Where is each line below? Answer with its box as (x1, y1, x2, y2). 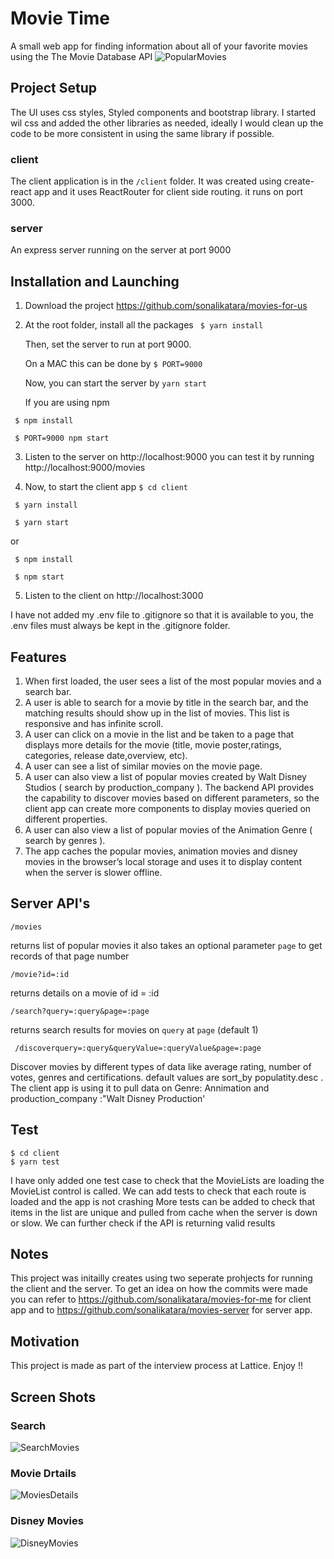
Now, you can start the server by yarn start (24, 377, 207, 389)
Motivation (10, 1333, 80, 1350)
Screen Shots (10, 1388, 97, 1406)
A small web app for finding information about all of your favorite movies (10, 40, 308, 52)
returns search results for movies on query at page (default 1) (10, 1023, 259, 1036)
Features (10, 648, 67, 666)
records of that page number (10, 950, 130, 962)
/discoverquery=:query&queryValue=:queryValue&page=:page (14, 1043, 262, 1053)
